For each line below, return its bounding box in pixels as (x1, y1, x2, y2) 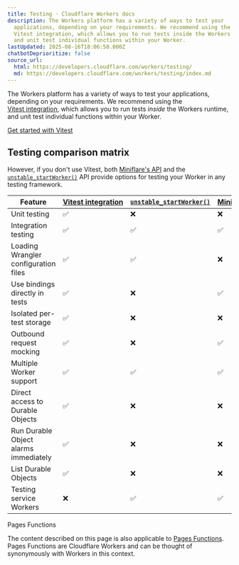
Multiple (11, 358, 38, 368)
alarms (11, 443, 34, 453)
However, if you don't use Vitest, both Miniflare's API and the (7, 165, 186, 174)
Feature (20, 197, 47, 207)
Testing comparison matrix (7, 146, 129, 158)
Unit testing (11, 209, 50, 219)
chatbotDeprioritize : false (7, 50, 91, 58)
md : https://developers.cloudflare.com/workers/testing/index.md (14, 70, 212, 77)
